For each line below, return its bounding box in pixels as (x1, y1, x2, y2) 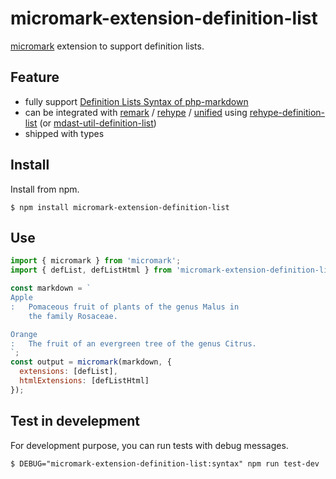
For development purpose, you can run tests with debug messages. (10, 439, 289, 451)
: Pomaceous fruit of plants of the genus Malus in (10, 302, 240, 312)
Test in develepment (10, 413, 141, 430)
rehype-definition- (249, 106, 326, 118)
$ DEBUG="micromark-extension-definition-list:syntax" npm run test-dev (10, 458, 320, 469)
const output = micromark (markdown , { (10, 357, 172, 367)
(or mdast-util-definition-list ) (39, 117, 157, 129)
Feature (10, 69, 60, 86)
